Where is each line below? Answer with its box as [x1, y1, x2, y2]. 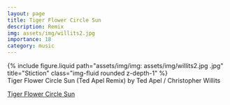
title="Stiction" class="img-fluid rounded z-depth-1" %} [7, 69, 168, 77]
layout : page [7, 10, 45, 17]
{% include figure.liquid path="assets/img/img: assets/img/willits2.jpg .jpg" [7, 62, 224, 70]
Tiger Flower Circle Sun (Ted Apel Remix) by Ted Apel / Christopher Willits [7, 76, 221, 84]
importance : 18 [7, 36, 52, 43]
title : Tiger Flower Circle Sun [7, 17, 101, 24]
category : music [7, 42, 55, 49]
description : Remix [7, 23, 64, 30]
